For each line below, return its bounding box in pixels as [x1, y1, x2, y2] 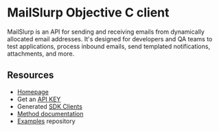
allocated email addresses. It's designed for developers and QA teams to [7, 34, 213, 43]
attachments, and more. [7, 49, 75, 58]
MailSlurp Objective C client [7, 5, 170, 21]
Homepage [16, 87, 49, 96]
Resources [7, 69, 54, 81]
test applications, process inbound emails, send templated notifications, [7, 42, 211, 50]
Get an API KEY [16, 95, 61, 103]
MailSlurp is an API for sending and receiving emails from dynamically [7, 27, 205, 36]
